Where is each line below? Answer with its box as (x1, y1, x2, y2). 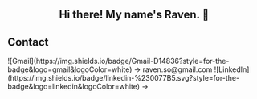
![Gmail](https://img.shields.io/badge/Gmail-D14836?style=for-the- (7, 57, 230, 66)
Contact (7, 35, 49, 49)
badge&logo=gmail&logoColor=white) (7, 65, 133, 74)
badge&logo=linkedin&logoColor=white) (7, 81, 141, 92)
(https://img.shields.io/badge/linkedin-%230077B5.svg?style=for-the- (7, 73, 240, 83)
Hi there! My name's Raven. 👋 (59, 8, 210, 22)
